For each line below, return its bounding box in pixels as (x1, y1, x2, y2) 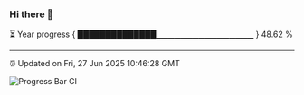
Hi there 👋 (9, 8, 54, 21)
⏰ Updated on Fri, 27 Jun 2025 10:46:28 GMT (9, 58, 181, 69)
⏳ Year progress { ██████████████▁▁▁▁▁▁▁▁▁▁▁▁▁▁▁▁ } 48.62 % (9, 29, 294, 39)
